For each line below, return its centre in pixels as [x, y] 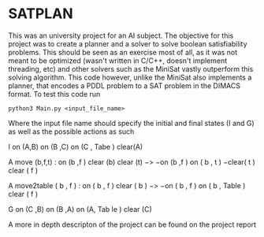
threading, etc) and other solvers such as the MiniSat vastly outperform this [131, 69]
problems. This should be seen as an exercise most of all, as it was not [123, 52]
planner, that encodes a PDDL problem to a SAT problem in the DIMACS [124, 85]
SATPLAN [41, 14]
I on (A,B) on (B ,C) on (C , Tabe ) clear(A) [76, 146]
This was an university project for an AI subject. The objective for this [121, 35]
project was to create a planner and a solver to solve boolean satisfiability [128, 43]
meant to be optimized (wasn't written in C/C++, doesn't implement [118, 61]
